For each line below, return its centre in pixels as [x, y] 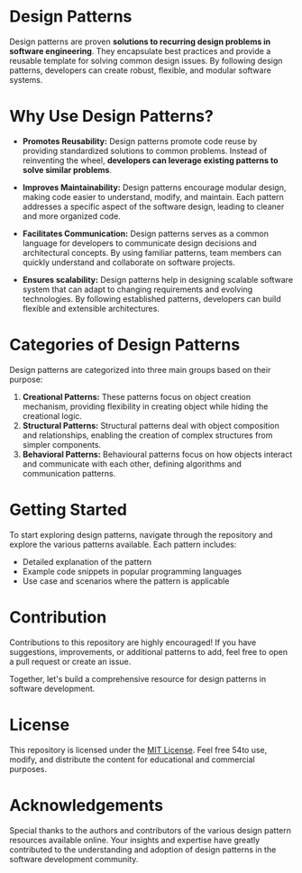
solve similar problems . [67, 169]
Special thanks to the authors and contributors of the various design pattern [150, 830]
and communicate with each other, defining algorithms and [132, 464]
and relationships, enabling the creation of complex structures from [147, 435]
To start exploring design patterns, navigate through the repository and [141, 534]
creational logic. [52, 415]
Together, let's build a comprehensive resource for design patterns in [138, 678]
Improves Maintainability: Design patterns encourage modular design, [154, 187]
